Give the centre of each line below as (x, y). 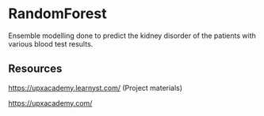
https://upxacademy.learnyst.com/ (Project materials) (96, 88)
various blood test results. (51, 43)
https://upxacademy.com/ (50, 103)
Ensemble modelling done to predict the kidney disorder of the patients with (132, 36)
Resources (35, 69)
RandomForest (57, 14)
